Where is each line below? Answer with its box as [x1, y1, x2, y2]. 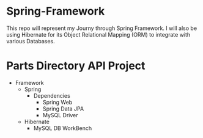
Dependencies [33, 92, 70, 99]
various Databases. [6, 37, 55, 45]
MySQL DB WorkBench [33, 124, 92, 132]
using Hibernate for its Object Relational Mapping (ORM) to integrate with [6, 31, 191, 38]
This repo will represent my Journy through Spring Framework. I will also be [6, 24, 197, 32]
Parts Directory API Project [6, 59, 146, 73]
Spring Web [42, 98, 73, 106]
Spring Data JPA [42, 105, 84, 112]
